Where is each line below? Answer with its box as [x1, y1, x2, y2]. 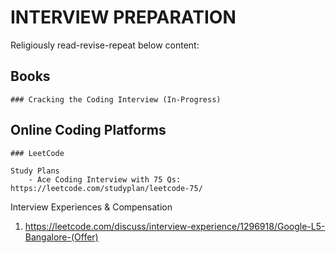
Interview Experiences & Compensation [10, 201, 173, 213]
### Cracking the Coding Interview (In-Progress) [10, 94, 222, 105]
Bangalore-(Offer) [24, 231, 99, 243]
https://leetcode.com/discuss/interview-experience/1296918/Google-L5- [24, 220, 326, 232]
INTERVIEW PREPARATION [10, 6, 237, 29]
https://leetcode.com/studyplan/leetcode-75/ [10, 183, 203, 193]
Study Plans [10, 166, 60, 176]
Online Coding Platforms [10, 122, 167, 139]
